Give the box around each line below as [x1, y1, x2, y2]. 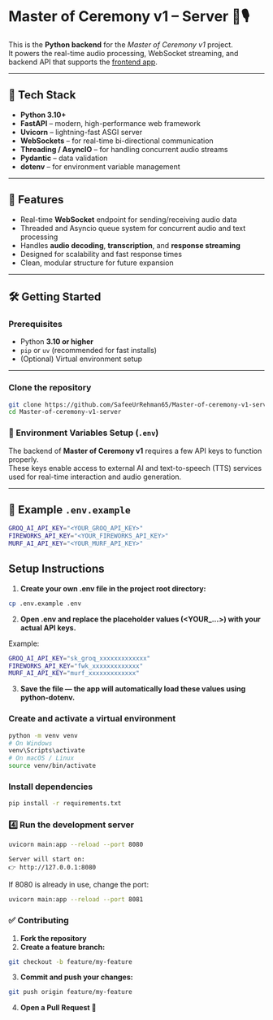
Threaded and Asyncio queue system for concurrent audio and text [19, 223, 246, 233]
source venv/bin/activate [8, 762, 96, 770]
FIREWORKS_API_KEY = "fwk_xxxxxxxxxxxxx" [8, 661, 144, 670]
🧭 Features [8, 193, 64, 207]
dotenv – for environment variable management [19, 161, 180, 172]
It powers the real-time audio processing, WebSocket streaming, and [8, 48, 239, 58]
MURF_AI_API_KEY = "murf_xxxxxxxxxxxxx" [8, 669, 140, 678]
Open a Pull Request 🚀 [19, 1003, 97, 1013]
